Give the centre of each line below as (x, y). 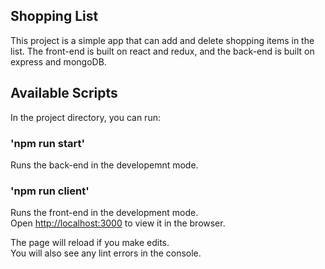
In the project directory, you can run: (85, 117)
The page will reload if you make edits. (90, 243)
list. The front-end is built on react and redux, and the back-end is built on (162, 51)
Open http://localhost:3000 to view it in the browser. (118, 223)
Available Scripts (64, 93)
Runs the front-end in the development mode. (104, 213)
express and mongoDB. (58, 61)
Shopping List (54, 16)
